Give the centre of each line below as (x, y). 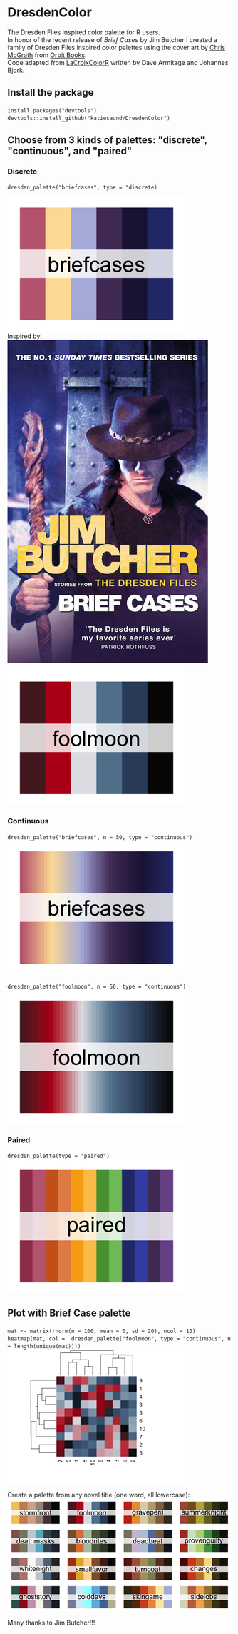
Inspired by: (25, 336)
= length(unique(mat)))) (44, 1346)
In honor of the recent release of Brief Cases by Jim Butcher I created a (112, 39)
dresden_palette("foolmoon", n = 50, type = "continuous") (97, 986)
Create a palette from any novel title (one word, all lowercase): (99, 1495)
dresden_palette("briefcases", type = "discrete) (83, 188)
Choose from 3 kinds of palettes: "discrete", (108, 140)
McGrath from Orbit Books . (47, 55)
